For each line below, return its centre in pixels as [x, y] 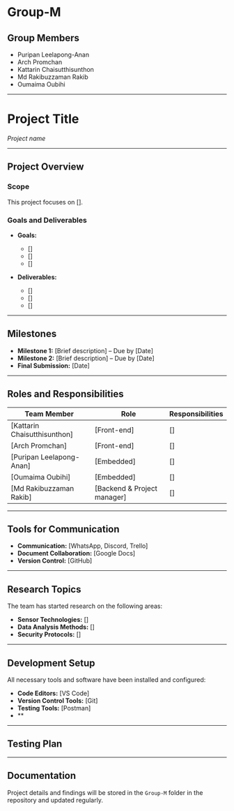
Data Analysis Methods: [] [56, 627]
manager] [110, 497]
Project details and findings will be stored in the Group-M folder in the [105, 792]
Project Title [43, 119]
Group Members [44, 38]
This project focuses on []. [45, 202]
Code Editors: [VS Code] [53, 693]
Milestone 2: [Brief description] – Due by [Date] [86, 358]
